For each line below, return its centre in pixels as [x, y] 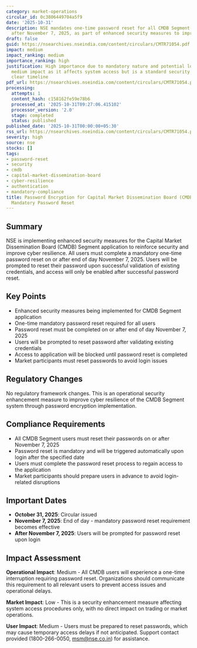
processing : [21, 88]
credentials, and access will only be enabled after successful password [92, 272]
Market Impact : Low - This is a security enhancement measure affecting [94, 602]
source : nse [21, 142]
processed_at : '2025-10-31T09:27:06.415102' [67, 104]
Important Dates [36, 500]
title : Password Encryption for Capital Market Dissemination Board [91, 197]
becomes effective [37, 527]
